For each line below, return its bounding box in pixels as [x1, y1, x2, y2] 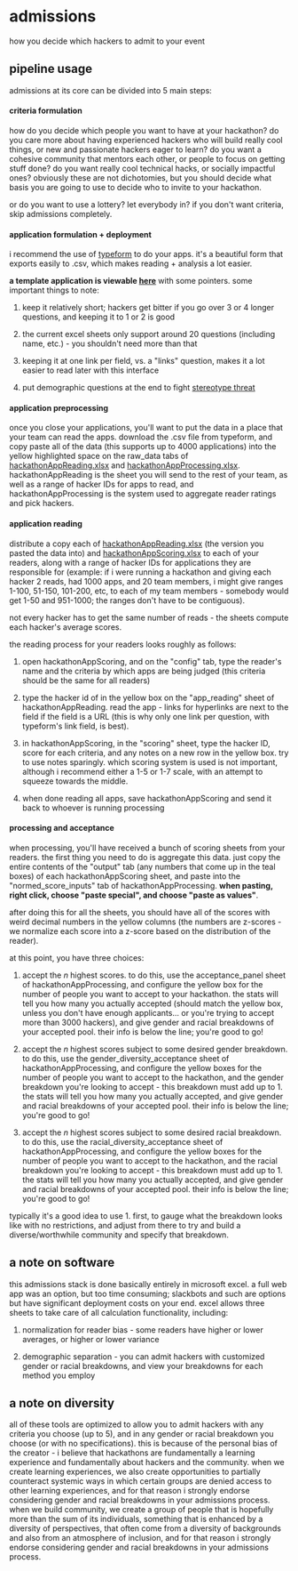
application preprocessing [9, 402, 109, 413]
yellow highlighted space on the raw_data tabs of [9, 451, 189, 462]
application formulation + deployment [9, 229, 153, 239]
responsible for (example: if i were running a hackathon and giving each [9, 567, 272, 577]
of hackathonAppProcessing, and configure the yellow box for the [21, 979, 263, 989]
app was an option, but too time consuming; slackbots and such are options [9, 1288, 286, 1299]
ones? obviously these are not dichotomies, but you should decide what [9, 172, 272, 183]
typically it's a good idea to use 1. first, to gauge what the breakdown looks [9, 1210, 283, 1221]
